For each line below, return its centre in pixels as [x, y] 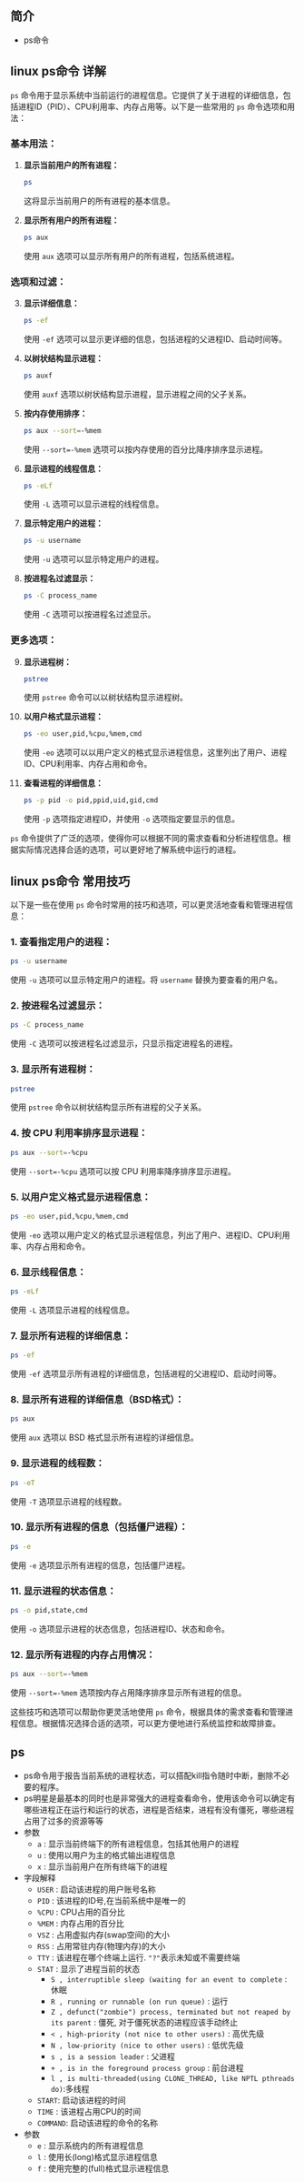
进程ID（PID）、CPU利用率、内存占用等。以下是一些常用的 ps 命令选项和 [152, 106]
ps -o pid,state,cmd [49, 1610]
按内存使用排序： [55, 413]
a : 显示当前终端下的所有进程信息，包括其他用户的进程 [138, 1844]
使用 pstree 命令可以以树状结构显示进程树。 [106, 698]
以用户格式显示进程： [63, 717]
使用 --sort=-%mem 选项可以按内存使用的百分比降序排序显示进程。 [146, 449]
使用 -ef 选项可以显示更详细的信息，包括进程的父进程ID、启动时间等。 [155, 338]
